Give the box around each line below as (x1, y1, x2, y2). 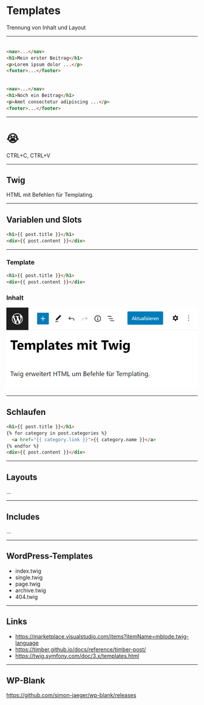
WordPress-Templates (6, 551, 93, 561)
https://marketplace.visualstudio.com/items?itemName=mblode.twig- (15, 632, 189, 640)
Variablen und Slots (6, 214, 82, 225)
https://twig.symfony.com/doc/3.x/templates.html (15, 652, 140, 659)
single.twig (15, 573, 43, 581)
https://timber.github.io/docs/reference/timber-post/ (15, 645, 146, 653)
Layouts (6, 472, 38, 482)
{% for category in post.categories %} (6, 430, 107, 436)
